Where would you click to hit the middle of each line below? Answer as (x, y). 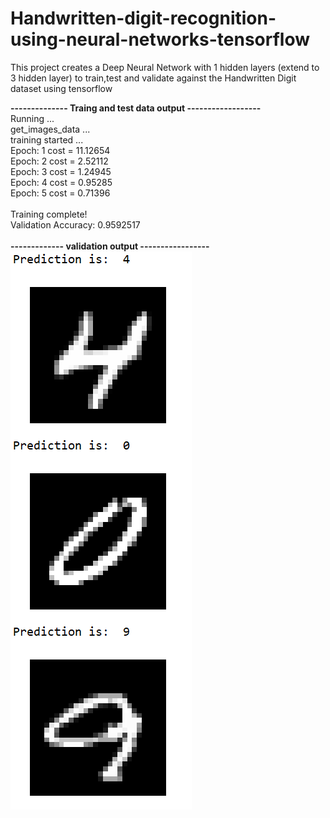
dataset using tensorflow (61, 88)
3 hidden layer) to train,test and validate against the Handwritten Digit (153, 78)
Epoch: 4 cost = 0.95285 (61, 182)
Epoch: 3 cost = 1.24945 (61, 171)
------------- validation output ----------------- (110, 246)
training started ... (47, 139)
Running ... (32, 118)
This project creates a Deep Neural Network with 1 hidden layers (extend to (165, 67)
